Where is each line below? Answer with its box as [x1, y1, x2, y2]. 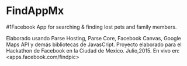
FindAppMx [6, 4, 64, 18]
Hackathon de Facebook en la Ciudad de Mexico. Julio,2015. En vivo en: [6, 47, 180, 54]
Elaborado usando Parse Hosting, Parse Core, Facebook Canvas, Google [6, 34, 181, 41]
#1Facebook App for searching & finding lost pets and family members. [6, 23, 177, 30]
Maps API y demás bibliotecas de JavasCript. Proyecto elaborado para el [6, 41, 182, 48]
